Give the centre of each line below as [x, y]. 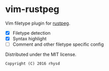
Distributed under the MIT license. [41, 54]
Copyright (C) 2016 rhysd [32, 64]
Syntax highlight [29, 39]
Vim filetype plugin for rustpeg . [38, 23]
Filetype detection [31, 33]
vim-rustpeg [32, 9]
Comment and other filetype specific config [58, 44]
